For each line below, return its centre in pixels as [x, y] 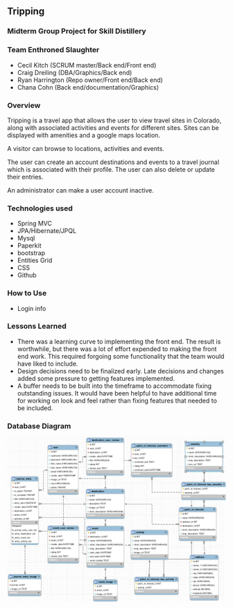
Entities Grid [35, 261]
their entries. [25, 177]
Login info [32, 308]
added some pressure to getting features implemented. [96, 378]
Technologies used [40, 208]
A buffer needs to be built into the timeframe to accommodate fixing [114, 386]
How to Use [27, 293]
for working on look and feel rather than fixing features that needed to [117, 400]
